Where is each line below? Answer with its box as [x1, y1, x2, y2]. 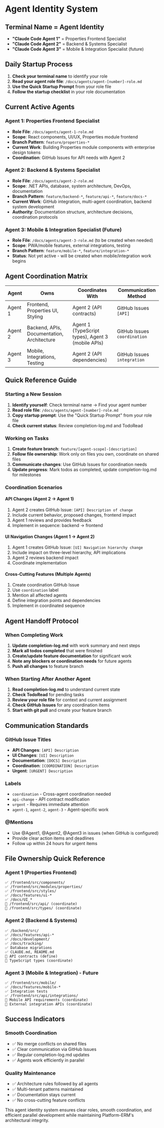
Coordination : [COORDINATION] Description [12, 763, 99, 769]
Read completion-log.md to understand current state [12, 686, 121, 692]
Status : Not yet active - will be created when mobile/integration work [12, 253, 151, 259]
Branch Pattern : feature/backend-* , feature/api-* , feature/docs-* [12, 193, 147, 199]
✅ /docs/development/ [5, 937, 50, 942]
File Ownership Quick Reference [5, 855, 105, 863]
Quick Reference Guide [5, 376, 77, 384]
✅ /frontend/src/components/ [5, 880, 65, 885]
